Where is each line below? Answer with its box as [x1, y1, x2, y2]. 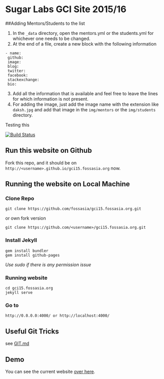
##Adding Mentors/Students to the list [5, 20, 85, 26]
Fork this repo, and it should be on [5, 159, 77, 165]
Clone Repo [5, 195, 34, 202]
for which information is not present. [12, 96, 89, 102]
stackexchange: [7, 77, 39, 82]
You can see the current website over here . [5, 368, 95, 374]
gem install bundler [5, 248, 49, 254]
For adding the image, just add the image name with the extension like [12, 101, 159, 107]
